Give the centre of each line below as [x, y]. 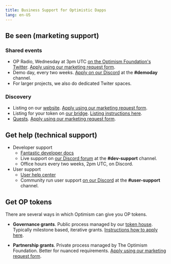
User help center [38, 175]
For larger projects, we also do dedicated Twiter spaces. [72, 83]
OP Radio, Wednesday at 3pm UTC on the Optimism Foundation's [82, 62]
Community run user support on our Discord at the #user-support [90, 180]
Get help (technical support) [51, 135]
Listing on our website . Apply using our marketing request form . [80, 108]
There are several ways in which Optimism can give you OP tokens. [76, 215]
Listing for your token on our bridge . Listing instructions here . [77, 113]
